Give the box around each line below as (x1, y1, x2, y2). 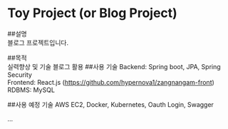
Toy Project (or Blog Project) (7, 5, 178, 21)
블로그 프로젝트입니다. (7, 38, 69, 47)
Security (7, 70, 32, 79)
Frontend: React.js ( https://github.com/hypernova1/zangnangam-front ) (7, 78, 215, 86)
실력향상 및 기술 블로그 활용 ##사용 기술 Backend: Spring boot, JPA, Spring (7, 62, 221, 71)
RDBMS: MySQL (7, 86, 56, 94)
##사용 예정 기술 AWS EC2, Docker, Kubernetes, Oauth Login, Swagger (7, 100, 214, 108)
